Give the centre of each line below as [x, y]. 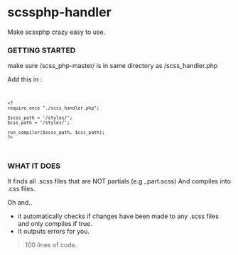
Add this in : [25, 79]
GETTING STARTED [42, 50]
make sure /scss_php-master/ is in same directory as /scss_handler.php [113, 66]
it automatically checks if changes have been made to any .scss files [118, 216]
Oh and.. [20, 203]
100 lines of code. [51, 245]
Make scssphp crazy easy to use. [56, 32]
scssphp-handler [59, 12]
